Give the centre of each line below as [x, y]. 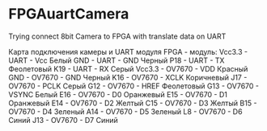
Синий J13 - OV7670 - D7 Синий [64, 120]
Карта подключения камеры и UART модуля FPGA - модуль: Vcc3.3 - [128, 51]
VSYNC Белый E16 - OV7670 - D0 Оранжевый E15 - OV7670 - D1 [118, 94]
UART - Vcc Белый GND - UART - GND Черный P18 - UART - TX [117, 60]
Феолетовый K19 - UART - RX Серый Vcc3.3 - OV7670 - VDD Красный [128, 68]
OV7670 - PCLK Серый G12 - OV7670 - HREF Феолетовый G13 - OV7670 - [133, 86]
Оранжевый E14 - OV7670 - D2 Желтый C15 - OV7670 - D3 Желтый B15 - [133, 103]
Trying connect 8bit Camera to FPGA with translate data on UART [117, 36]
